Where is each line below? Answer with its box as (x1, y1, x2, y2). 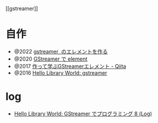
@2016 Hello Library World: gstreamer (14, 69, 107, 76)
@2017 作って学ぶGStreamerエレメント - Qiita (14, 62, 126, 69)
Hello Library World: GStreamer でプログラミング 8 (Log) (14, 110, 153, 117)
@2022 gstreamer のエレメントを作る (14, 48, 108, 55)
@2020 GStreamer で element (14, 55, 88, 62)
